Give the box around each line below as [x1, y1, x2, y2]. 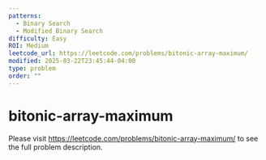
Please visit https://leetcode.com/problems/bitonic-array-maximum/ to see [8, 133, 259, 143]
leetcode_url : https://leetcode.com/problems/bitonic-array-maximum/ [8, 49, 249, 57]
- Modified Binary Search [15, 27, 104, 35]
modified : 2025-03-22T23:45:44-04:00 [8, 57, 136, 65]
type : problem [8, 65, 57, 73]
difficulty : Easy [8, 34, 67, 43]
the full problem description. [8, 142, 103, 152]
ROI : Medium [8, 42, 49, 50]
